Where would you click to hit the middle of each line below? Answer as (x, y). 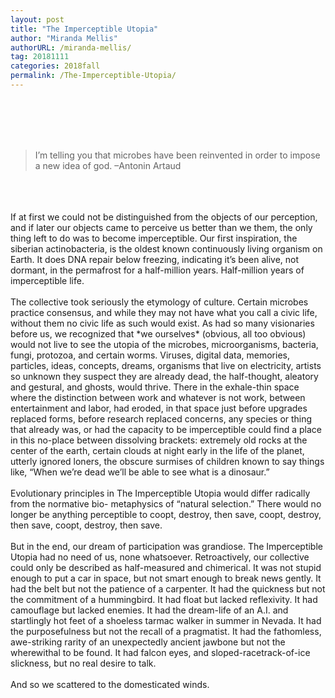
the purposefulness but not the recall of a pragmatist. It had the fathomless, (166, 631)
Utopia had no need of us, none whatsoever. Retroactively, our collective (160, 557)
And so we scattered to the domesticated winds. (110, 684)
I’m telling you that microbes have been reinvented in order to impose (177, 155)
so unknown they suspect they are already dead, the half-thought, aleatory (164, 376)
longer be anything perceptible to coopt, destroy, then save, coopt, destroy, (166, 514)
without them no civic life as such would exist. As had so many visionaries (162, 323)
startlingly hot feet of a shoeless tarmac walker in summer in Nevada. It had (166, 620)
